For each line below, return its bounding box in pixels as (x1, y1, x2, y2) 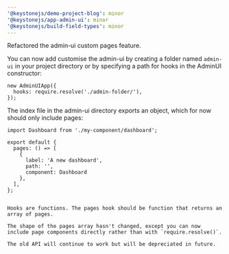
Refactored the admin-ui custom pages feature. (7, 42, 142, 50)
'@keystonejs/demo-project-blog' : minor (7, 10, 125, 17)
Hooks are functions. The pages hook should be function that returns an (7, 205, 223, 212)
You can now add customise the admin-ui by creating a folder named (7, 55, 202, 63)
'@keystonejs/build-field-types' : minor (7, 23, 125, 29)
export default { (7, 139, 57, 146)
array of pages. (7, 211, 53, 218)
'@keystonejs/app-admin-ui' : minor (7, 16, 109, 23)
